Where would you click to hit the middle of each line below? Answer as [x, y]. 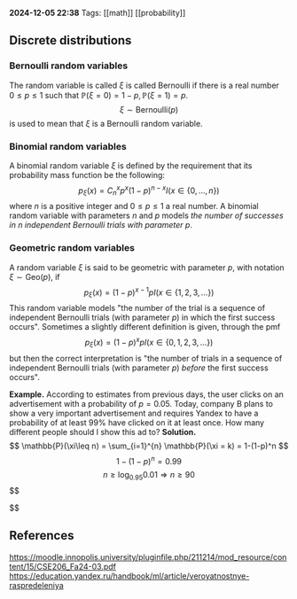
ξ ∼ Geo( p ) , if [35, 276]
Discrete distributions [70, 40]
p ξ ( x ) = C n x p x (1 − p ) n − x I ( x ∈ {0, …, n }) [149, 191]
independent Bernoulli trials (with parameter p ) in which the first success [142, 317]
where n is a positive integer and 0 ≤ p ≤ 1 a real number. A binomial [134, 206]
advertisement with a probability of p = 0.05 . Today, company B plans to [141, 403]
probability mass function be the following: [87, 175]
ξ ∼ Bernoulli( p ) [149, 109]
